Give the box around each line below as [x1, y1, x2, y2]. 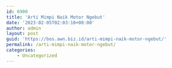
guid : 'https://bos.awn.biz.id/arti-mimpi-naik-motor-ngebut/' [6, 36, 167, 42]
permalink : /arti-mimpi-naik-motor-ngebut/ [6, 42, 116, 48]
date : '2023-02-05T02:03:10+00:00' [6, 20, 95, 25]
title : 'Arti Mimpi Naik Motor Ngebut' [6, 14, 106, 20]
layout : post [6, 31, 39, 37]
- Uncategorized [17, 53, 58, 59]
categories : [6, 47, 36, 53]
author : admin [6, 25, 42, 31]
